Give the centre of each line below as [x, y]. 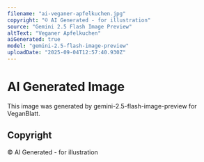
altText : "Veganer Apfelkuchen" [54, 33]
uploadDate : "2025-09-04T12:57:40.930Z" [67, 53]
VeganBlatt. [24, 113]
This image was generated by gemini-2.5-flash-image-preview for [102, 106]
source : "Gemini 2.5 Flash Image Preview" [70, 26]
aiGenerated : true [34, 40]
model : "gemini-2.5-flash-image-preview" [68, 46]
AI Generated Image [66, 87]
